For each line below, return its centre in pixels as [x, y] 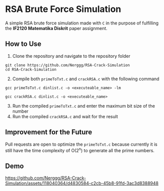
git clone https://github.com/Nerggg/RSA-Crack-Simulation [68, 65]
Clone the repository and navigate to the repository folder [71, 56]
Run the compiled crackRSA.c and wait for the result [65, 116]
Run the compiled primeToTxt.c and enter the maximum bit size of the [83, 106]
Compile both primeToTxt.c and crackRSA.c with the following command [86, 79]
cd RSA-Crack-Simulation [31, 69]
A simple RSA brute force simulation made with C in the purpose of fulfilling [82, 23]
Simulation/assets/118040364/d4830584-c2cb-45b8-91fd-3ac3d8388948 [82, 184]
